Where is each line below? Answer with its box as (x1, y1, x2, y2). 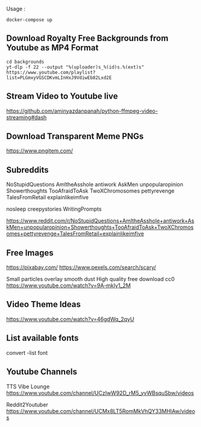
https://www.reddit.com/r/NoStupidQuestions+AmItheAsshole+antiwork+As (6, 217, 194, 225)
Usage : (6, 5, 26, 12)
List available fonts (6, 333, 79, 343)
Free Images (6, 248, 54, 258)
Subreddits (6, 165, 49, 175)
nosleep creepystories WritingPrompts (6, 205, 102, 213)
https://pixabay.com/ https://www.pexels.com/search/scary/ (6, 263, 156, 271)
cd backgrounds (6, 59, 45, 65)
